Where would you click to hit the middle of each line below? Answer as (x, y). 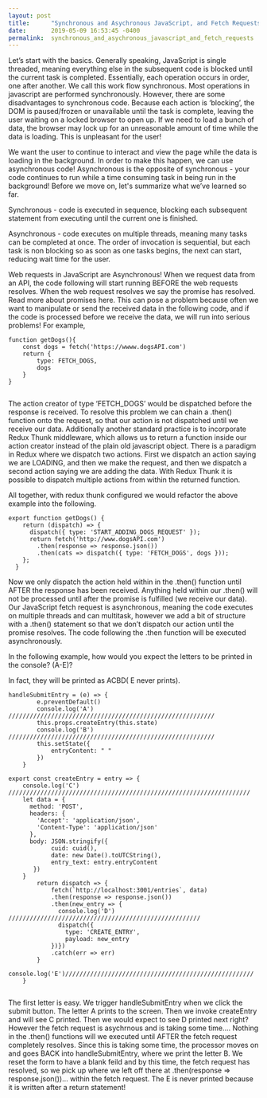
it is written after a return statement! (67, 1088)
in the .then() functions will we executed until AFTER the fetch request (123, 1037)
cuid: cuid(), (74, 849)
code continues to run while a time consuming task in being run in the (122, 178)
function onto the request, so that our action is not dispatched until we (123, 421)
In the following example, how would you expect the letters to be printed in (130, 657)
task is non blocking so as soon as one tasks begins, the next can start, (125, 251)
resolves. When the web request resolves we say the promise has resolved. (132, 292)
